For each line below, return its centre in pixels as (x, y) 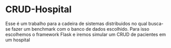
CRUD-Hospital (39, 9)
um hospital (18, 40)
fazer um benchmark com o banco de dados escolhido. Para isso (81, 29)
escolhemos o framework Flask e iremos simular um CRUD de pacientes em (85, 34)
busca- (156, 23)
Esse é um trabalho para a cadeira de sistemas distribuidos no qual (76, 23)
